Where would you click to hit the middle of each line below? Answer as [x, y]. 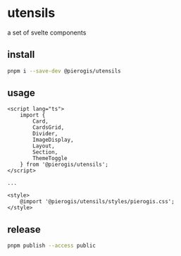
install [21, 55]
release [24, 230]
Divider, [45, 134]
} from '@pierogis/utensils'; [64, 165]
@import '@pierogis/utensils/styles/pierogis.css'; [97, 202]
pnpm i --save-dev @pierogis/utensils [64, 71]
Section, [45, 152]
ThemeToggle [50, 159]
